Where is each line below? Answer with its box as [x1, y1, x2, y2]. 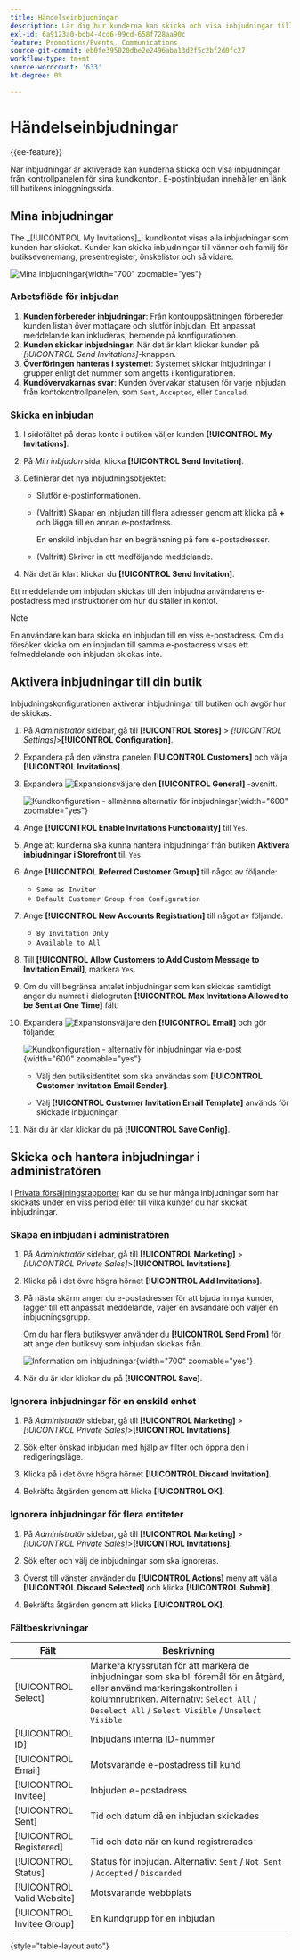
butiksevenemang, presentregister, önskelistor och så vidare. [10, 251, 234, 262]
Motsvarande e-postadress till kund [90, 1758, 241, 1770]
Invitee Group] [14, 1917, 75, 1930]
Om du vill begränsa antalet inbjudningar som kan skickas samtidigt [22, 980, 271, 991]
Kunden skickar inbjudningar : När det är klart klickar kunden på [22, 339, 260, 350]
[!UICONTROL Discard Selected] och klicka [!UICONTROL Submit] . [22, 1582, 272, 1592]
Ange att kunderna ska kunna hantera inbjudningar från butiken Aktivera [22, 839, 290, 850]
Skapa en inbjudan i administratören [10, 1228, 170, 1240]
